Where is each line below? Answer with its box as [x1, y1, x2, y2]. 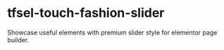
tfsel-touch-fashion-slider [7, 5, 165, 21]
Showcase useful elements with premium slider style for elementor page [7, 28, 218, 37]
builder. [7, 35, 30, 44]
